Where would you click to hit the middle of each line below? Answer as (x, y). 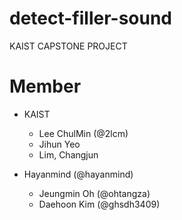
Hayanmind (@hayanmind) (78, 174)
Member (45, 86)
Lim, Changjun (68, 154)
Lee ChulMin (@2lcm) (83, 133)
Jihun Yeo (59, 144)
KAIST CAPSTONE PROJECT (68, 46)
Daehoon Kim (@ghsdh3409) (99, 204)
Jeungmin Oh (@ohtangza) (94, 193)
